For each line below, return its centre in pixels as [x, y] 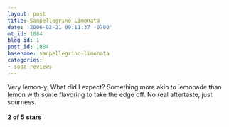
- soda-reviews [30, 67]
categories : [25, 60]
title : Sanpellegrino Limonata [54, 21]
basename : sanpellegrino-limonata [59, 54]
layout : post [27, 14]
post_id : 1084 [28, 47]
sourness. [22, 102]
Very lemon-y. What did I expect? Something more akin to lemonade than [114, 87]
